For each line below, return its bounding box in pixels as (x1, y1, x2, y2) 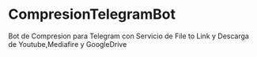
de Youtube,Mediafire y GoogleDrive (8, 39, 127, 48)
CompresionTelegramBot (8, 5, 176, 23)
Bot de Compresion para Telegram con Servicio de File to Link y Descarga (8, 31, 249, 41)
